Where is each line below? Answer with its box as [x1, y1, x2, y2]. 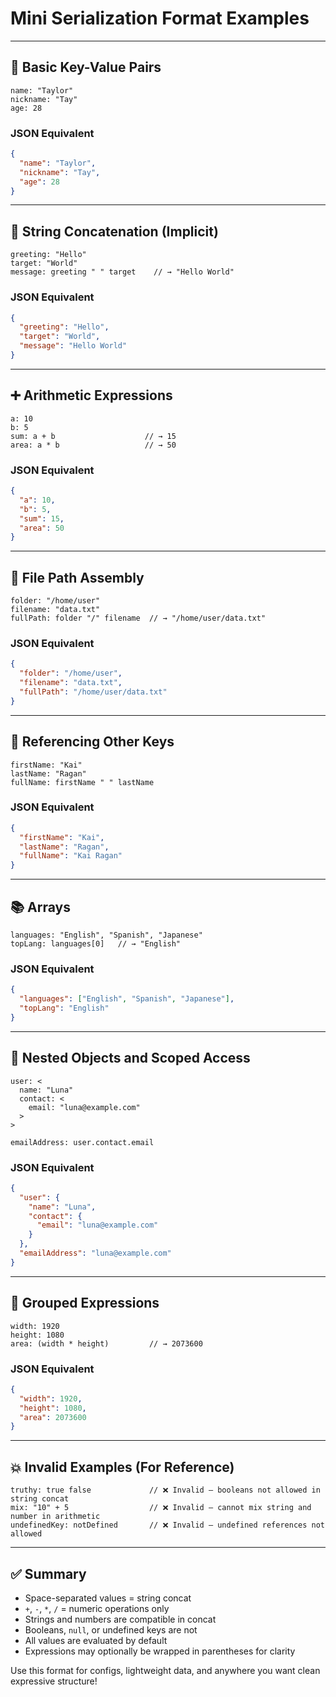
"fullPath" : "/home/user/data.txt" [19, 687, 168, 697]
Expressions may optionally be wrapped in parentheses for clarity [24, 1645, 296, 1657]
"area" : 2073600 [19, 1412, 87, 1422]
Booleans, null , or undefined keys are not [24, 1623, 198, 1636]
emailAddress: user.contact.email [10, 1137, 155, 1147]
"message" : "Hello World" [19, 341, 128, 351]
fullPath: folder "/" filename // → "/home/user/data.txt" [10, 613, 267, 624]
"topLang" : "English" [19, 1003, 110, 1014]
